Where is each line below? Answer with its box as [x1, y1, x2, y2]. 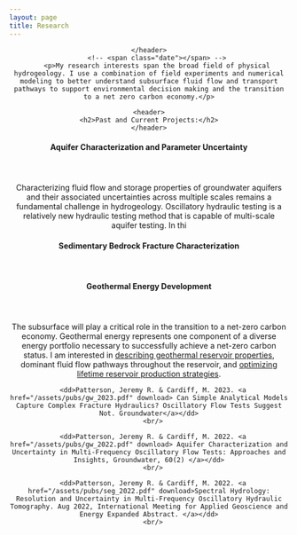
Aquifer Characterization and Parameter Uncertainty [50, 142, 248, 153]
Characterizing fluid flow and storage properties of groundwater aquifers [16, 183, 282, 193]
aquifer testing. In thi [111, 220, 187, 231]
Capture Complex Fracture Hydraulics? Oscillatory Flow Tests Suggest [16, 401, 282, 410]
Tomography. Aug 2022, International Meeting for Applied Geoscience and [10, 502, 288, 511]
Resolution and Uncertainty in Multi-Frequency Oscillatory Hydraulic [16, 494, 282, 503]
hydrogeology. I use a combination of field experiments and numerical [13, 68, 285, 78]
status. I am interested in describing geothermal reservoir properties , [23, 350, 275, 360]
